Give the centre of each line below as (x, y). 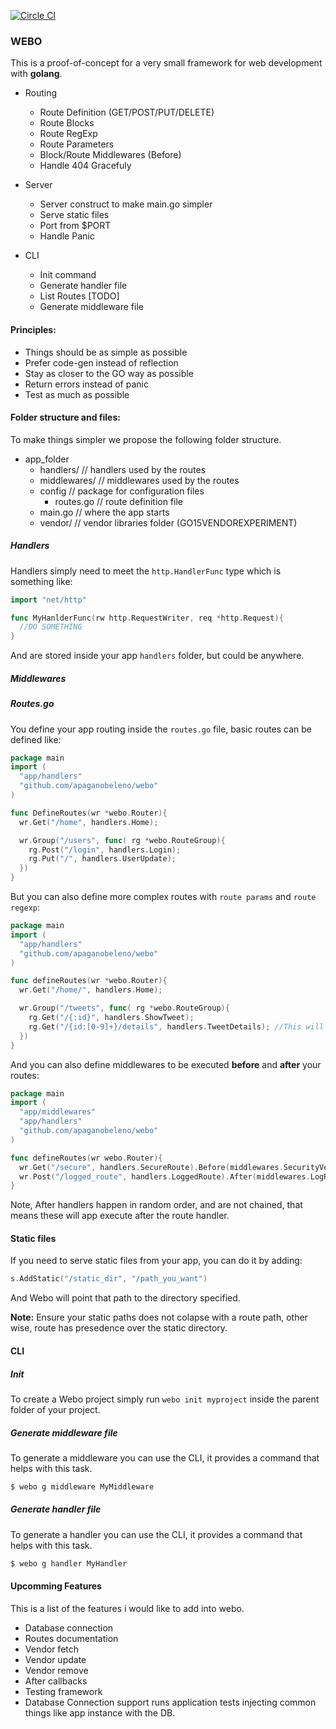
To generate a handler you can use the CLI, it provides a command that (156, 1534)
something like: (41, 581)
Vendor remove (56, 1670)
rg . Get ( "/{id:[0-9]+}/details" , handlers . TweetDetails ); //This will (176, 1026)
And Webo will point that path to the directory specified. (125, 1298)
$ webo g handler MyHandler (69, 1563)
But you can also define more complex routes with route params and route (163, 897)
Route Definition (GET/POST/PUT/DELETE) (127, 112)
